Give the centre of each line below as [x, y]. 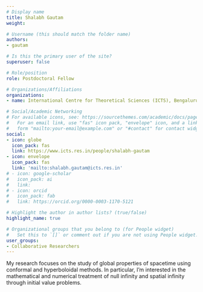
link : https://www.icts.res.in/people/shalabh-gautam [81, 151]
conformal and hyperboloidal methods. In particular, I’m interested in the [96, 270]
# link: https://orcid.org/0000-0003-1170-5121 [70, 202]
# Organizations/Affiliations [44, 89]
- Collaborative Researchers [43, 246]
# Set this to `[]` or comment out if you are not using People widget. [102, 235]
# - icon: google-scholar [39, 173]
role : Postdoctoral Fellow [40, 78]
